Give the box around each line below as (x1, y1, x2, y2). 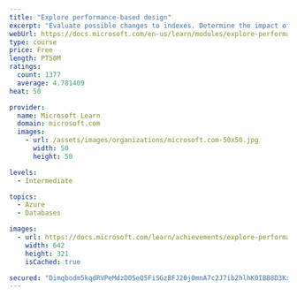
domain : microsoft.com (17, 119, 101, 128)
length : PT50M (9, 54, 62, 63)
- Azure (17, 201, 46, 209)
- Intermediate (17, 176, 73, 186)
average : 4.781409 (17, 79, 86, 87)
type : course (9, 37, 57, 47)
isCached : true (25, 257, 81, 266)
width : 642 (25, 240, 65, 250)
